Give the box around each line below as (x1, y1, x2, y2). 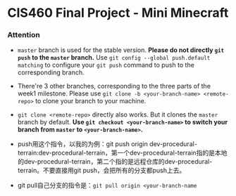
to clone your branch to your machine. (35, 97, 147, 105)
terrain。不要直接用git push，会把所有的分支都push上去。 (17, 166, 186, 175)
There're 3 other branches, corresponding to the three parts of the (17, 82, 211, 91)
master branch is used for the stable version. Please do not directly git (17, 46, 225, 54)
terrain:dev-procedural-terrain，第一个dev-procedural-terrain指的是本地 (17, 149, 228, 157)
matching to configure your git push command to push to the (17, 61, 195, 70)
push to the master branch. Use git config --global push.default (17, 53, 211, 62)
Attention (7, 30, 40, 40)
